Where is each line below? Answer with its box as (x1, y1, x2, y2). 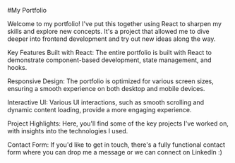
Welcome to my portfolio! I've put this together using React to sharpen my (7, 20, 222, 28)
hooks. (7, 64, 28, 71)
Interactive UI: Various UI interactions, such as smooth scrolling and (7, 98, 205, 107)
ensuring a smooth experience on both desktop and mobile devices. (7, 85, 205, 92)
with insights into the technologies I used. (7, 127, 128, 135)
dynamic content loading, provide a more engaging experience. (7, 106, 192, 114)
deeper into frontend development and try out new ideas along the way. (7, 35, 216, 43)
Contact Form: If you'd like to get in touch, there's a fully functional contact (7, 140, 226, 149)
